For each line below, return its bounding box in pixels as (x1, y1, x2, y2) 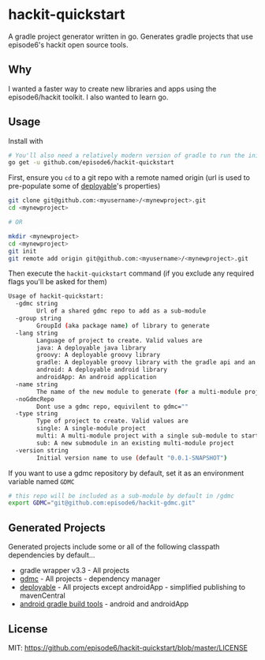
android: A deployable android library (36, 366, 168, 374)
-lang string (15, 329, 58, 337)
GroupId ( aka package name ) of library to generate (36, 321, 211, 329)
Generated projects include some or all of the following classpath (8, 542, 220, 552)
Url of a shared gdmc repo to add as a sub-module (36, 307, 207, 315)
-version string (15, 446, 69, 455)
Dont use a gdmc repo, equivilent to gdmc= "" (36, 403, 189, 411)
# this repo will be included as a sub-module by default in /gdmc (8, 492, 235, 500)
